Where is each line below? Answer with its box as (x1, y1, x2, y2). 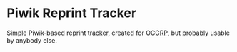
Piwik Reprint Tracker (6, 5, 137, 21)
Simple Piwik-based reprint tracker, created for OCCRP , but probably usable (6, 28, 230, 37)
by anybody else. (6, 36, 58, 44)
